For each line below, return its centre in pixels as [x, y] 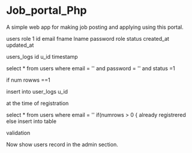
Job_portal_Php [46, 10]
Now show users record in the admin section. [62, 144]
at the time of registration [37, 103]
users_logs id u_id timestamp [42, 56]
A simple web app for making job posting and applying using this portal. [95, 27]
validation [18, 133]
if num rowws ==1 [28, 80]
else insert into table [31, 121]
